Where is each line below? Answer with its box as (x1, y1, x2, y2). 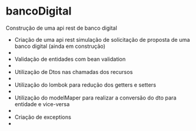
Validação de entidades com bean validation (14, 55, 126, 62)
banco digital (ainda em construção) (14, 42, 106, 50)
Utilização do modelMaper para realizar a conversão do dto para (14, 94, 177, 101)
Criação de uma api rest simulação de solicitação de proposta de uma (14, 36, 190, 43)
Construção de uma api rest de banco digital (5, 24, 117, 32)
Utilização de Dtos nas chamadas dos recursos (14, 68, 133, 75)
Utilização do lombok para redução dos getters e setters (14, 81, 156, 89)
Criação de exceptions (14, 113, 71, 121)
